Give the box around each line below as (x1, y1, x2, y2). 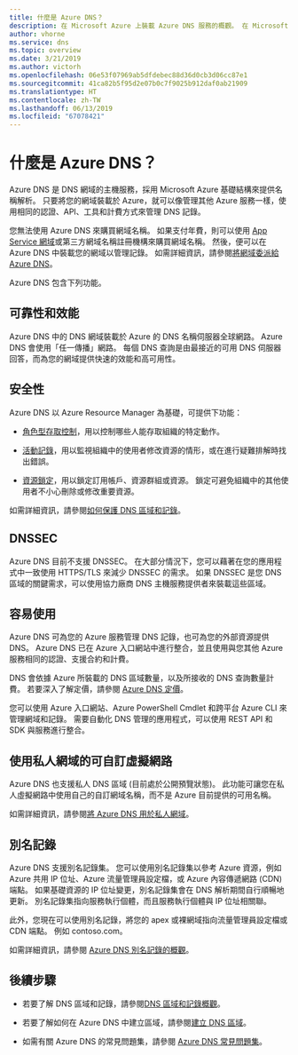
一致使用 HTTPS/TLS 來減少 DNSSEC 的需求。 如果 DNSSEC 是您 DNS (24, 567, 282, 577)
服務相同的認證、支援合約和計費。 (9, 654, 134, 664)
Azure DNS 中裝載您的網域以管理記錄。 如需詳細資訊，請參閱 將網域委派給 (9, 248, 279, 258)
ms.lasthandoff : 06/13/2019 (9, 104, 114, 113)
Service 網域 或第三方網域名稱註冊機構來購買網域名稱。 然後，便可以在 (9, 236, 267, 247)
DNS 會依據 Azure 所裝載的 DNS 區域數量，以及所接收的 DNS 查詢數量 (9, 672, 267, 684)
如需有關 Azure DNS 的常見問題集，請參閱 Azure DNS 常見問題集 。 (21, 1035, 268, 1046)
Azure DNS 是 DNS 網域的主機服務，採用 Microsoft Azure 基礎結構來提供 (9, 184, 276, 195)
